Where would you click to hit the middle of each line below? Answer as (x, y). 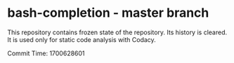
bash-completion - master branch (108, 13)
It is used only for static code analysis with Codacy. (82, 39)
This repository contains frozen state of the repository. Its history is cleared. (117, 32)
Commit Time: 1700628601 (46, 53)
